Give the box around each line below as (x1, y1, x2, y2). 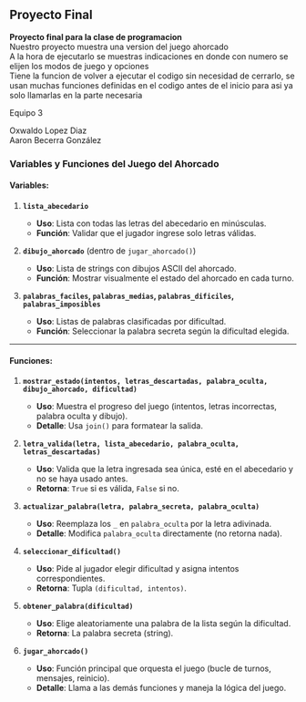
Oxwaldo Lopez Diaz (9, 125, 87, 136)
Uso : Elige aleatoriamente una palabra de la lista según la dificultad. (36, 618, 291, 629)
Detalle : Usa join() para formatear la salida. (36, 420, 203, 431)
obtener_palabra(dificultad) (22, 602, 134, 612)
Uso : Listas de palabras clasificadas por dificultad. (36, 315, 227, 326)
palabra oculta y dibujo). (36, 410, 128, 422)
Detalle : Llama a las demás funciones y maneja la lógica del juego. (36, 683, 287, 694)
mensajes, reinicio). (36, 673, 110, 684)
